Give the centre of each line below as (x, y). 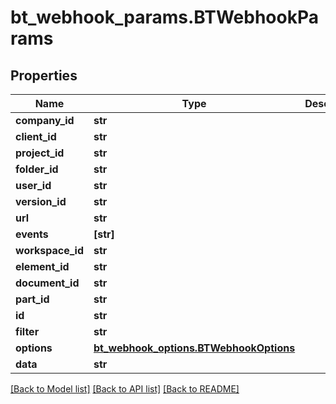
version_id (41, 201)
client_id (36, 136)
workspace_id (49, 250)
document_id (47, 283)
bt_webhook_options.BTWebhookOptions (194, 348)
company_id (45, 120)
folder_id (37, 169)
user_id (33, 185)
